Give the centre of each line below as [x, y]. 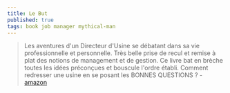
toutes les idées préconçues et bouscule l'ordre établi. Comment [116, 68]
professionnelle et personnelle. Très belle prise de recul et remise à [120, 53]
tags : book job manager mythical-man [61, 26]
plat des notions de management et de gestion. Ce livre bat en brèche [123, 61]
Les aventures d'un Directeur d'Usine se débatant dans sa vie [112, 46]
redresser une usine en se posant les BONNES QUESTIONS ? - [113, 75]
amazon [35, 83]
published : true [30, 20]
